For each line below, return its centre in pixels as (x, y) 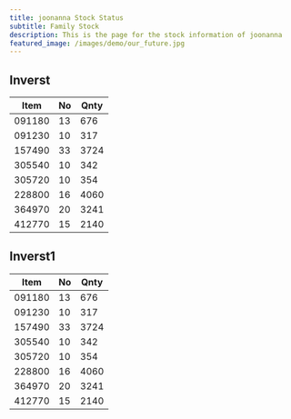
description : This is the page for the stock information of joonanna (146, 35)
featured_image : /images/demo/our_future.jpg (97, 43)
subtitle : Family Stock (55, 26)
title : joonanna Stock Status (67, 18)
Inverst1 (33, 257)
